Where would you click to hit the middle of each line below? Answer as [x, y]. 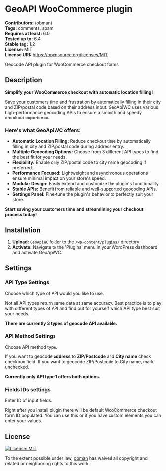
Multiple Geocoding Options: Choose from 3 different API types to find [85, 152]
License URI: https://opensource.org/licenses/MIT [56, 55]
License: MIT [19, 49]
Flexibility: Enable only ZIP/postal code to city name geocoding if [79, 162]
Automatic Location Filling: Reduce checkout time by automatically [82, 141]
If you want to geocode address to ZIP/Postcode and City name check [78, 356]
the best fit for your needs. [39, 157]
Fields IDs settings [28, 389]
